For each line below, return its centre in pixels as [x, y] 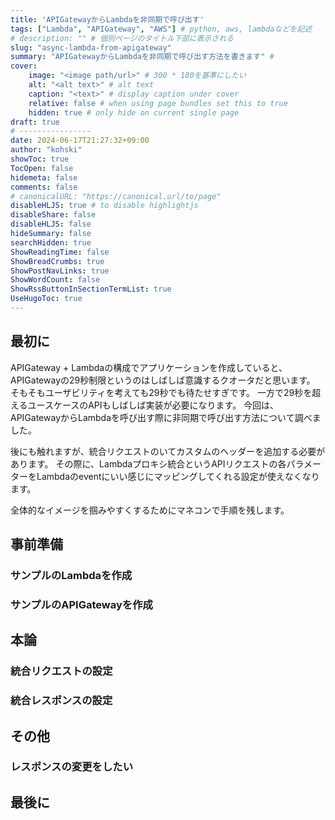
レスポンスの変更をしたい [71, 767]
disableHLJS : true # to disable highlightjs [104, 206]
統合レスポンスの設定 [61, 701]
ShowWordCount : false [55, 280]
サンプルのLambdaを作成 [71, 575]
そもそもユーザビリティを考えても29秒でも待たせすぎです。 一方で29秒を [161, 392]
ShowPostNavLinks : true [60, 271]
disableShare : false [53, 215]
